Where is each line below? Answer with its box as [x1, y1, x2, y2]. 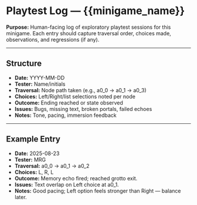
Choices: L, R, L [14, 169, 54, 176]
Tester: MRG [14, 156, 46, 163]
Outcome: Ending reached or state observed [14, 99, 123, 106]
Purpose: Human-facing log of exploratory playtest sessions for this [6, 23, 171, 31]
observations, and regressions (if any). [6, 36, 100, 43]
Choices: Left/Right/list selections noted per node [14, 93, 136, 100]
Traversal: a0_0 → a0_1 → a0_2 [14, 162, 90, 169]
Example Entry [6, 134, 60, 144]
